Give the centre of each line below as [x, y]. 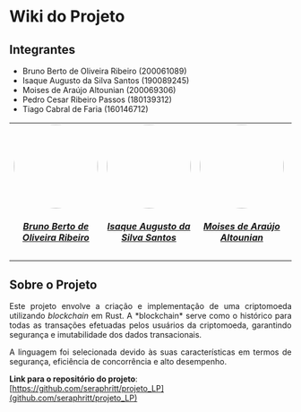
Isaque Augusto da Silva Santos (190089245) [106, 81]
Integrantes [43, 50]
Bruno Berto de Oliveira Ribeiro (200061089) [104, 71]
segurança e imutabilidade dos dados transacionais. [106, 334]
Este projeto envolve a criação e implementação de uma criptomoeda [150, 305]
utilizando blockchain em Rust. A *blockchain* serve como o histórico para [150, 315]
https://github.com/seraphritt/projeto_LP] [88, 388]
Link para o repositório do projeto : [73, 379]
